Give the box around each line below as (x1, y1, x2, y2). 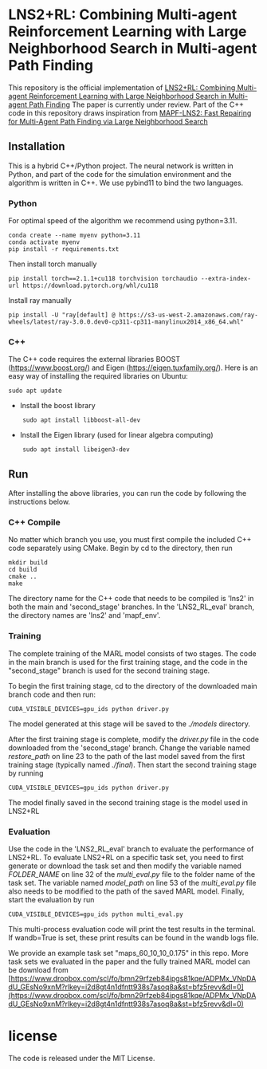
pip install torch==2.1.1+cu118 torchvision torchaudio (8, 275, 198, 283)
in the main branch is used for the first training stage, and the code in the (8, 657, 249, 666)
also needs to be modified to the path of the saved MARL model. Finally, (8, 886, 245, 896)
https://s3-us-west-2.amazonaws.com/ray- (118, 311, 259, 320)
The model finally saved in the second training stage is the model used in (8, 797, 249, 807)
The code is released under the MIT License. (8, 1053, 155, 1063)
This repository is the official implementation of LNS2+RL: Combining (8, 82, 236, 92)
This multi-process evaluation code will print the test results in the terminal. (8, 925, 256, 934)
